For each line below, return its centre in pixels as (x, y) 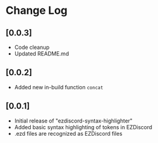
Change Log (36, 11)
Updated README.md (42, 54)
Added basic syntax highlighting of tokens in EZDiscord (83, 127)
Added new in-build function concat (59, 87)
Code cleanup (32, 47)
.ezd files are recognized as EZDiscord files (68, 133)
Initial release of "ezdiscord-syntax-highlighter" (74, 121)
